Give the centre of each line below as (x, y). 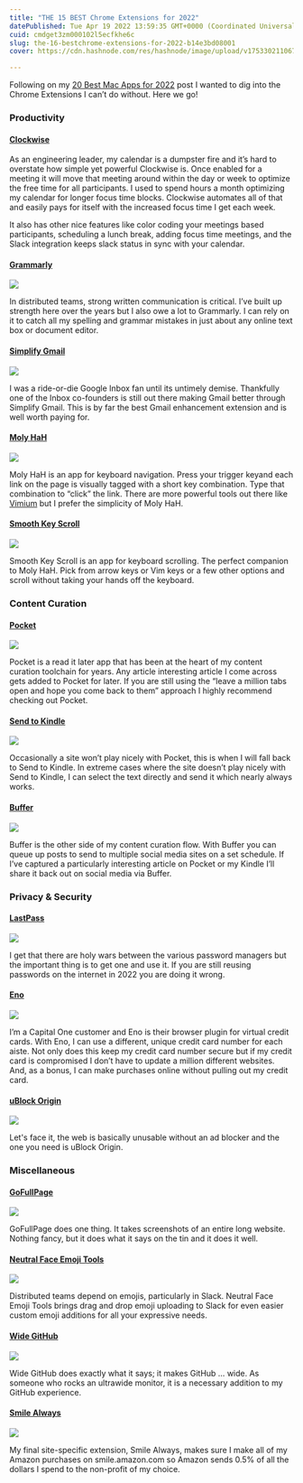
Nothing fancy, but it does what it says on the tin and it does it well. (134, 1238)
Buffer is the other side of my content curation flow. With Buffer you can (143, 844)
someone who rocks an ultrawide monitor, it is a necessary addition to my (146, 1383)
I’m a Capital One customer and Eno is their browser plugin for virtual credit (149, 1032)
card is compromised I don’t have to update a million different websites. (142, 1061)
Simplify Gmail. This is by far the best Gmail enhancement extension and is (148, 407)
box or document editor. (54, 330)
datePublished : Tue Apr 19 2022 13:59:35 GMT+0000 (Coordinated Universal (153, 26)
